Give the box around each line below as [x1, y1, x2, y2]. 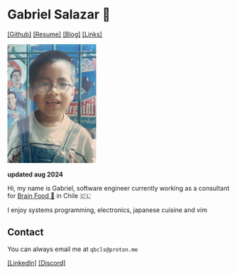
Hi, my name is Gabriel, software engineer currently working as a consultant [7, 184, 230, 192]
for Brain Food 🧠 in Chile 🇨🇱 [7, 191, 92, 200]
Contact [7, 226, 44, 238]
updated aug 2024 [7, 170, 64, 179]
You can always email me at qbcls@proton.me [7, 245, 138, 253]
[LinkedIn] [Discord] [7, 259, 66, 268]
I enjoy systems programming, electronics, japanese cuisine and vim [7, 206, 208, 214]
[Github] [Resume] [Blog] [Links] [7, 30, 103, 38]
